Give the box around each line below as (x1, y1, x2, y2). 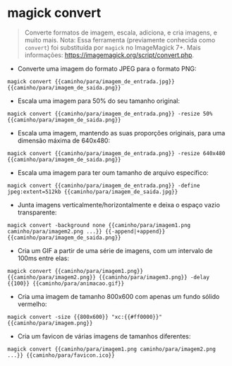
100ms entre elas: (17, 254, 69, 262)
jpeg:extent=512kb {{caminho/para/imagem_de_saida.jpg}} (7, 188, 178, 195)
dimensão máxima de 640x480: (17, 136, 111, 145)
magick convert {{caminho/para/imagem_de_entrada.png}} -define (7, 182, 200, 189)
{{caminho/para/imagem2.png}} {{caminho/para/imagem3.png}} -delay (7, 274, 210, 281)
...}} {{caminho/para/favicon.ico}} (7, 351, 115, 359)
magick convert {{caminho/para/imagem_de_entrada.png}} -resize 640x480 (7, 150, 226, 157)
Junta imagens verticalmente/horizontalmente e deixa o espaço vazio (17, 200, 221, 209)
